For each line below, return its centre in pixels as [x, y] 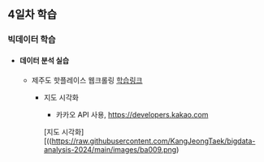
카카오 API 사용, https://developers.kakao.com [132, 114]
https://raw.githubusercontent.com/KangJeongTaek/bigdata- [154, 141]
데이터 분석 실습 [44, 60]
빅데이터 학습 [32, 40]
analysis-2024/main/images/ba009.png [110, 149]
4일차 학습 [32, 15]
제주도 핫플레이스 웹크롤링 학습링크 [87, 80]
